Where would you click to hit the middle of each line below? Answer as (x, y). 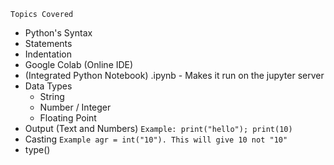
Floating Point (68, 118)
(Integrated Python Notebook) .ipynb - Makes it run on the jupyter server (174, 75)
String (52, 96)
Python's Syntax (58, 33)
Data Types (48, 86)
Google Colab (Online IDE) (79, 64)
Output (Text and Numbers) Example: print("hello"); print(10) (158, 128)
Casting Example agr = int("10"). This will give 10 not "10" (156, 139)
